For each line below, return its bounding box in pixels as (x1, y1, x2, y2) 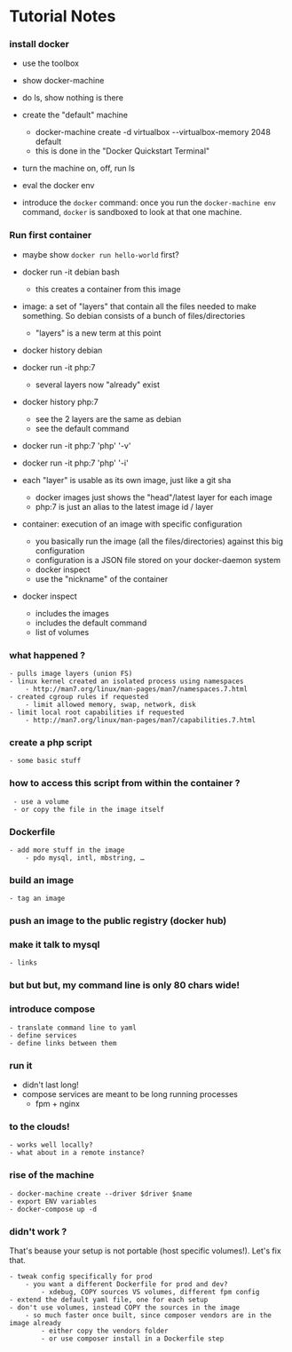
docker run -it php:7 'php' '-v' (21, 440, 131, 450)
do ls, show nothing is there (21, 92, 124, 103)
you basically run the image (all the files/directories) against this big (35, 536, 284, 546)
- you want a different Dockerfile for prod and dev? (25, 1279, 228, 1289)
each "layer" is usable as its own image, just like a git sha (21, 474, 232, 485)
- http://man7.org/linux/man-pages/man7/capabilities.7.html (25, 716, 256, 725)
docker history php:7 (21, 396, 99, 407)
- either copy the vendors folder (41, 1326, 169, 1335)
